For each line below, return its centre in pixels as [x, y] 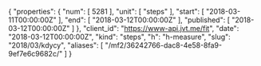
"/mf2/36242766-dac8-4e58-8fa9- [163, 45]
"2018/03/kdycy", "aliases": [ [56, 45]
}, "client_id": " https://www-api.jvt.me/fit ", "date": [158, 28]
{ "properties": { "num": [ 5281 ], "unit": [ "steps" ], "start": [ [107, 12]
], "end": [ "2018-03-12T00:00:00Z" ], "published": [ [144, 20]
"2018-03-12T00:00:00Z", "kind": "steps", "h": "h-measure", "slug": [120, 37]
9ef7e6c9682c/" [36, 54]
